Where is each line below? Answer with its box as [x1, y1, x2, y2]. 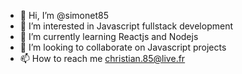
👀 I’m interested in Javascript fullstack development [19, 20, 234, 32]
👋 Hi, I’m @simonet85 [19, 10, 109, 21]
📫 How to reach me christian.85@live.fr [19, 53, 186, 64]
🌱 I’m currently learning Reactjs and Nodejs [19, 31, 199, 42]
